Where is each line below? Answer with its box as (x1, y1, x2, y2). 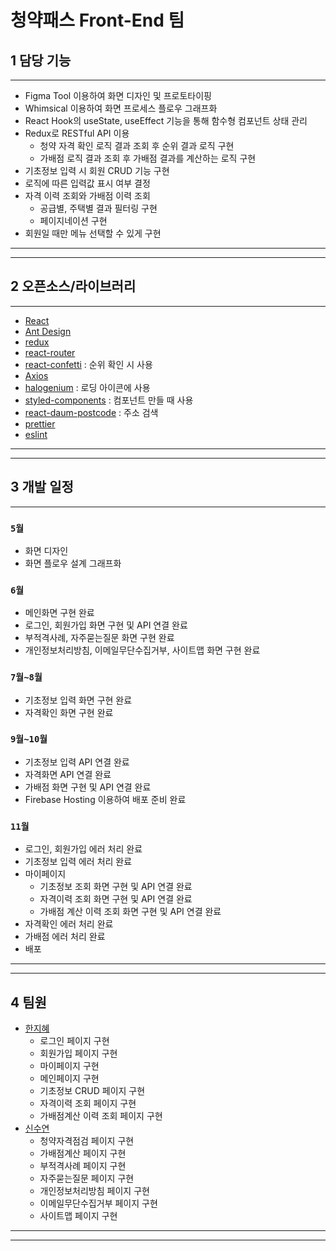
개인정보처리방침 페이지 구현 (39, 1184, 150, 1196)
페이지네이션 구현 (39, 215, 108, 226)
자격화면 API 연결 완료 (24, 768, 112, 780)
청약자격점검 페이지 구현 (39, 1134, 135, 1146)
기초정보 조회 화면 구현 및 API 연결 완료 (39, 881, 193, 893)
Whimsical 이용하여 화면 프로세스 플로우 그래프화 (24, 102, 218, 114)
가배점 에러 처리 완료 (24, 931, 106, 943)
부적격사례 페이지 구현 (39, 1159, 127, 1171)
